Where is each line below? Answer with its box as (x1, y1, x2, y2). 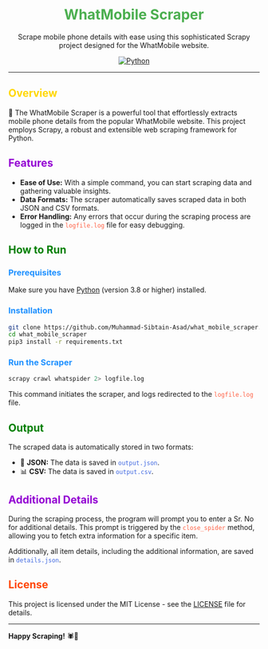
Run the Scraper (8, 357, 73, 368)
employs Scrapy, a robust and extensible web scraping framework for (8, 125, 238, 134)
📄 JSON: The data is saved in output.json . (19, 457, 160, 468)
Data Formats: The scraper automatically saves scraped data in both (19, 194, 247, 204)
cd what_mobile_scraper (8, 330, 88, 338)
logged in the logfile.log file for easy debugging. (19, 220, 185, 229)
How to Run (8, 243, 67, 256)
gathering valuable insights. (19, 186, 112, 196)
